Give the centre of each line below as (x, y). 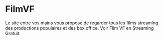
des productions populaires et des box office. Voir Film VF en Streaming (79, 28)
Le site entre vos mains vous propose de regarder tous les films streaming (82, 23)
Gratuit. (13, 33)
